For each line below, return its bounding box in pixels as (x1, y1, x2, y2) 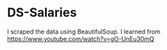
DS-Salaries (7, 5, 77, 21)
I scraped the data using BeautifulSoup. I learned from (7, 27, 161, 36)
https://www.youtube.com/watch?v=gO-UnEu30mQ (7, 34, 155, 42)
